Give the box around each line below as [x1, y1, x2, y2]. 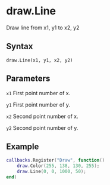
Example [6, 141, 39, 151]
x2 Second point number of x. [6, 113, 78, 120]
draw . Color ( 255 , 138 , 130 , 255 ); [17, 163, 100, 169]
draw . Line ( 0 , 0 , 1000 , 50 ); [17, 169, 86, 175]
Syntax [6, 41, 33, 51]
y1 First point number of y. [6, 101, 70, 108]
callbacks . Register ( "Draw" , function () [6, 157, 105, 163]
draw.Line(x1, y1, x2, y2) [6, 57, 73, 63]
